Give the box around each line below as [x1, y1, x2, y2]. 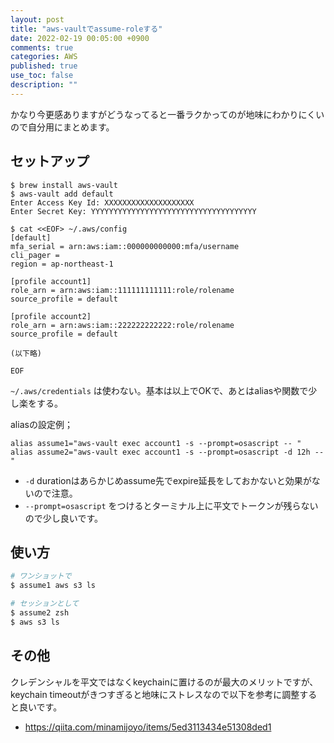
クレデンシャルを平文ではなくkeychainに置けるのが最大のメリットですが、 [10, 676, 319, 688]
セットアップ [10, 153, 90, 170]
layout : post [10, 14, 65, 25]
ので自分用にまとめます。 [10, 121, 115, 133]
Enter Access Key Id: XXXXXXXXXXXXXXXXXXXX [10, 197, 195, 208]
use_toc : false [10, 71, 74, 81]
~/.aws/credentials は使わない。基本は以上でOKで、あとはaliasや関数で [10, 384, 309, 396]
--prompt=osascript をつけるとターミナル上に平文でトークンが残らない [24, 499, 319, 511]
